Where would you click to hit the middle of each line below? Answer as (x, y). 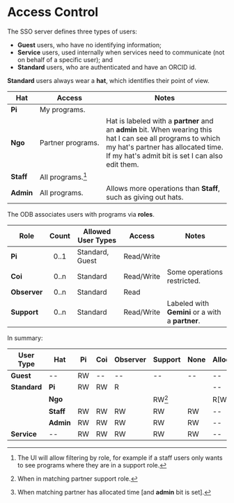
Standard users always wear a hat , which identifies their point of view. (109, 80)
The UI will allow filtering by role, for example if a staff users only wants (120, 458)
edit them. (123, 164)
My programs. (62, 109)
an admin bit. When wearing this (159, 130)
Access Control (53, 12)
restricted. (184, 281)
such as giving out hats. (145, 197)
